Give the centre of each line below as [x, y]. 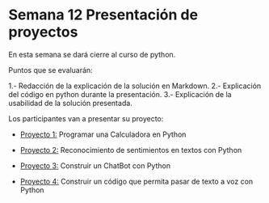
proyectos [43, 32]
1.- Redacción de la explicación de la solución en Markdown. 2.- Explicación [135, 86]
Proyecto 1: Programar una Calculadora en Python [103, 134]
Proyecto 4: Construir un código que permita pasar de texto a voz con [137, 181]
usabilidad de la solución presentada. [71, 103]
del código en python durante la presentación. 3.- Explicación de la [120, 94]
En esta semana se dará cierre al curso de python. [92, 54]
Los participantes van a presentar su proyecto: [86, 118]
